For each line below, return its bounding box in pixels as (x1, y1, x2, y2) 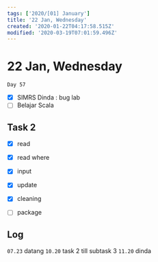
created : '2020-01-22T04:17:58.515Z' (7, 23, 115, 29)
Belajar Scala (16, 101, 55, 110)
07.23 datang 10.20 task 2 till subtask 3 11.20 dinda (7, 247, 152, 255)
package (16, 209, 42, 217)
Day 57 (7, 82, 26, 88)
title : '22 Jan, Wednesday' (7, 16, 88, 23)
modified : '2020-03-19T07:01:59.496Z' (7, 29, 118, 36)
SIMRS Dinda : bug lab (16, 93, 81, 102)
